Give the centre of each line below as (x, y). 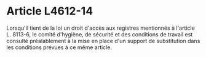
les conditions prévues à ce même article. (59, 47)
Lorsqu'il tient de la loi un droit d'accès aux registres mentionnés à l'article (101, 28)
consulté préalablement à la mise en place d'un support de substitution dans (103, 41)
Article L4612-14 (50, 11)
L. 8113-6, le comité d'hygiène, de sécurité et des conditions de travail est (100, 34)
